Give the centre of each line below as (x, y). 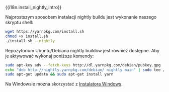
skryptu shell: (19, 22)
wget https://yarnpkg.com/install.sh (45, 32)
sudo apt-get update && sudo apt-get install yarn (59, 74)
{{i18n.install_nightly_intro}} (33, 7)
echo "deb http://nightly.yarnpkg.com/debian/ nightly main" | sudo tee (83, 70)
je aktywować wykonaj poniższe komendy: (50, 56)
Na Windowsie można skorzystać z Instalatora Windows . (64, 84)
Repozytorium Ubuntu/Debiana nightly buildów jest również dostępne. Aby (82, 50)
